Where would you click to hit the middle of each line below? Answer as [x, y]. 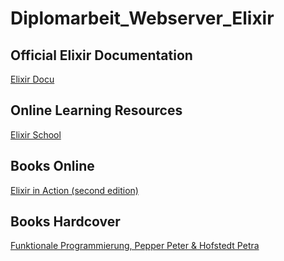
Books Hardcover [65, 222]
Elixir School [36, 134]
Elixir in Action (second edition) [74, 190]
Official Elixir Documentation [101, 55]
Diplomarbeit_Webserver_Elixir [142, 18]
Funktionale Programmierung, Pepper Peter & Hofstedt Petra [135, 246]
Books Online [52, 166]
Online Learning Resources [96, 110]
